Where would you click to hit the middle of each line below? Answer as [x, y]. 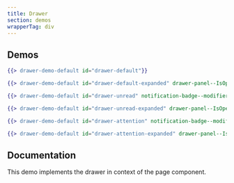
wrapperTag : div [31, 26]
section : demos [29, 20]
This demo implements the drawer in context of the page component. [107, 172]
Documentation [42, 155]
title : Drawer [28, 14]
